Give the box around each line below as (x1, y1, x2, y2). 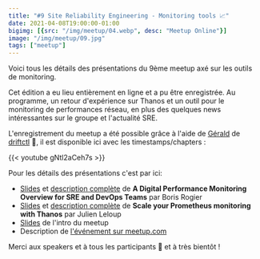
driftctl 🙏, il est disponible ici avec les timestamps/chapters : (8, 137, 206, 147)
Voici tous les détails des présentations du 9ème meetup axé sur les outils (8, 63, 253, 73)
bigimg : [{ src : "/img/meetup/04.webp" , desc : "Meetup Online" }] (8, 26, 227, 34)
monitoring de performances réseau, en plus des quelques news (8, 105, 222, 115)
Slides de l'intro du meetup (19, 218, 110, 228)
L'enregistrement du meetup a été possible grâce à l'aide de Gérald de (8, 129, 241, 139)
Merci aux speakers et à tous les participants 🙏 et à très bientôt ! (8, 242, 221, 252)
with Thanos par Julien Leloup (19, 209, 122, 219)
